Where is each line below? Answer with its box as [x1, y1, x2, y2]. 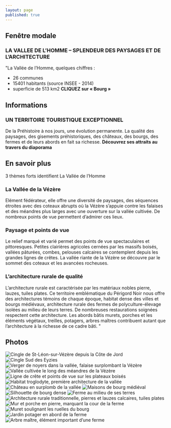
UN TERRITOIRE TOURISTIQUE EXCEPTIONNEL [5, 116, 124, 123]
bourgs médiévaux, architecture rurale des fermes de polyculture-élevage [5, 301, 161, 307]
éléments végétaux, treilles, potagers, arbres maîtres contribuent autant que [5, 317, 166, 324]
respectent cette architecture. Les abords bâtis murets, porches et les [5, 312, 153, 318]
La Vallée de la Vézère [5, 186, 61, 193]
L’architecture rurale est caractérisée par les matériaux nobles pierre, [5, 284, 151, 291]
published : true [5, 12, 40, 17]
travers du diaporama [5, 144, 52, 150]
